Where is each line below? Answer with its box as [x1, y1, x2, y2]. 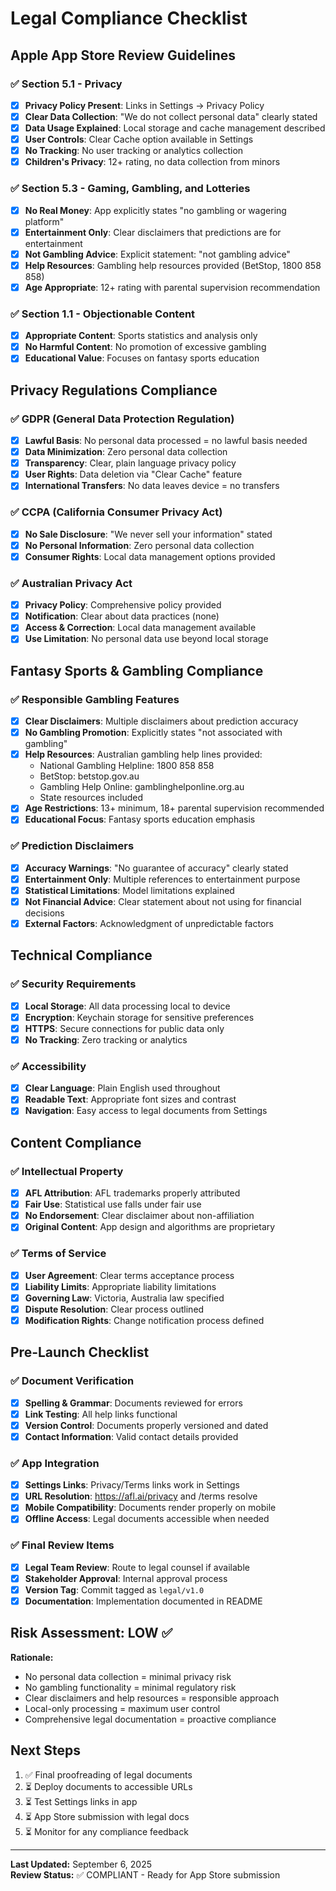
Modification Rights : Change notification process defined [24, 1314, 265, 1326]
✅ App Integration [10, 1456, 100, 1470]
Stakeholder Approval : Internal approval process [24, 1572, 228, 1584]
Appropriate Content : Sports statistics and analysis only [24, 330, 258, 342]
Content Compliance [10, 1134, 142, 1151]
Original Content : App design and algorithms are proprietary [24, 1221, 276, 1233]
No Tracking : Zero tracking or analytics [24, 1033, 188, 1046]
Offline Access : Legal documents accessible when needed [24, 1513, 270, 1525]
